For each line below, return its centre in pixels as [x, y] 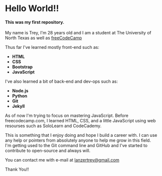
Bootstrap [22, 67]
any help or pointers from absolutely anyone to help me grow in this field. [78, 140]
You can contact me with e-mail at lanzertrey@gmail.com [62, 160]
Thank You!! [17, 169]
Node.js [20, 91]
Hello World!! [32, 8]
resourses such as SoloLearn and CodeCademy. [53, 126]
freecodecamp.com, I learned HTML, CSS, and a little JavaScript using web [81, 121]
